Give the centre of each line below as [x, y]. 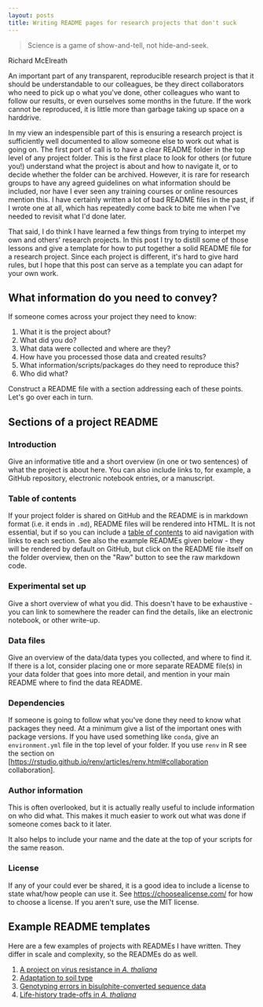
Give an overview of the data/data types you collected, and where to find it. [130, 657]
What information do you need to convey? [113, 298]
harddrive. [25, 117]
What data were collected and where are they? [95, 349]
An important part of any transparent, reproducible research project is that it [131, 75]
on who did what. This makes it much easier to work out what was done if [127, 816]
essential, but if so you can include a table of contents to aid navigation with [131, 532]
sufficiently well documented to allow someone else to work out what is [124, 141]
